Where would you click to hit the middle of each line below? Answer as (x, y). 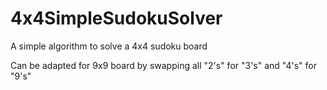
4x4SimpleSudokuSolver (116, 18)
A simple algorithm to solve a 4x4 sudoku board (109, 46)
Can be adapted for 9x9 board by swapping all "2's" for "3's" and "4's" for (164, 65)
